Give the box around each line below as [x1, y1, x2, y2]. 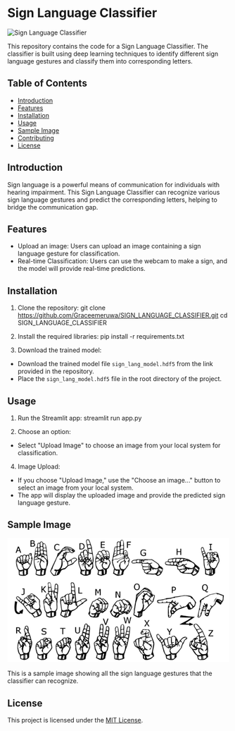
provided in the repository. [17, 367, 95, 375]
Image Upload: [17, 462, 61, 471]
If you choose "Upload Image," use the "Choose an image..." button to [17, 476, 221, 484]
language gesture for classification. [17, 249, 120, 258]
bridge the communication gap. [7, 203, 99, 211]
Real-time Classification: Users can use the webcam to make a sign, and [17, 257, 227, 265]
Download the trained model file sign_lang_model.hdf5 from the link [17, 360, 213, 368]
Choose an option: [17, 428, 72, 435]
